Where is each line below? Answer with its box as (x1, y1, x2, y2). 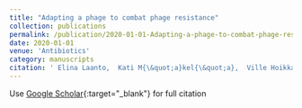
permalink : (9, 30, 50, 39)
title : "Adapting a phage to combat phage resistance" (9, 13, 219, 22)
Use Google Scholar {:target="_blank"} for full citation (9, 87, 207, 99)
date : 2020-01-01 (9, 38, 75, 48)
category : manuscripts (9, 55, 94, 64)
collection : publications (9, 22, 106, 31)
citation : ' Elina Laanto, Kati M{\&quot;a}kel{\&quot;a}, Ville (9, 64, 268, 73)
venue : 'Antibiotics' (9, 47, 91, 56)
